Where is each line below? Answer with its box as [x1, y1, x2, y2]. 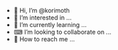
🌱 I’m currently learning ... [13, 21, 87, 28]
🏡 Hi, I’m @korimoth [13, 7, 70, 14]
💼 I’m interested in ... [13, 14, 72, 22]
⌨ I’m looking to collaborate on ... [13, 28, 112, 36]
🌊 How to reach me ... [13, 35, 75, 43]
